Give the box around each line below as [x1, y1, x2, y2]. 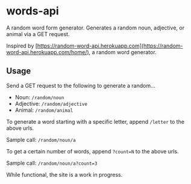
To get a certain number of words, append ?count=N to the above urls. [6, 147, 179, 155]
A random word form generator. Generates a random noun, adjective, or [6, 24, 185, 31]
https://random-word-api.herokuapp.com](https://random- [37, 42, 183, 49]
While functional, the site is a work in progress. [6, 171, 123, 178]
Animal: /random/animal [14, 106, 74, 114]
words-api [6, 4, 59, 18]
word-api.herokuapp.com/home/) [6, 48, 89, 55]
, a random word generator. [89, 48, 157, 55]
